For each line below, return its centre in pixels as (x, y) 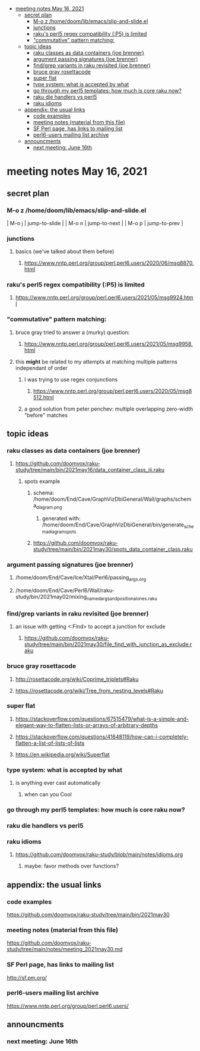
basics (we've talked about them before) (65, 251)
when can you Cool (48, 794)
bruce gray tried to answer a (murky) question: (72, 332)
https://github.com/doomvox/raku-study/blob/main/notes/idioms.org (99, 854)
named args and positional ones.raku (122, 599)
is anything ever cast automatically (58, 783)
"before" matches (46, 415)
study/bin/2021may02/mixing (51, 597)
